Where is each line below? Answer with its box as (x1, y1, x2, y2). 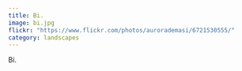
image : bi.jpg (8, 19, 55, 27)
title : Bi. (8, 11, 44, 20)
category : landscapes (8, 33, 80, 42)
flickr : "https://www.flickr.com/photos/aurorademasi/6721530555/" (8, 26, 236, 34)
